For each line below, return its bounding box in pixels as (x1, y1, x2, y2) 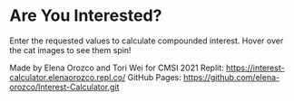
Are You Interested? (9, 5, 162, 26)
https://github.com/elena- (182, 71, 279, 82)
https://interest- (225, 62, 285, 73)
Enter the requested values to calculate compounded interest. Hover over (9, 35, 284, 46)
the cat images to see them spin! (9, 44, 132, 55)
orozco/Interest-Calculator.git (9, 81, 120, 92)
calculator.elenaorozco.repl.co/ (9, 71, 126, 82)
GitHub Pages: (127, 71, 181, 82)
